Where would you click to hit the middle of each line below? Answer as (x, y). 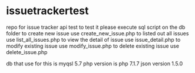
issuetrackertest (47, 11)
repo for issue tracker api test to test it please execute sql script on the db (96, 27)
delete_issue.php (27, 52)
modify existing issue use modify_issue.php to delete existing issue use (93, 46)
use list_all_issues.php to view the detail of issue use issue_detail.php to (93, 39)
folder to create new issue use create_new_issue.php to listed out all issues (97, 33)
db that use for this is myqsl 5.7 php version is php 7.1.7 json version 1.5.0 (95, 64)
